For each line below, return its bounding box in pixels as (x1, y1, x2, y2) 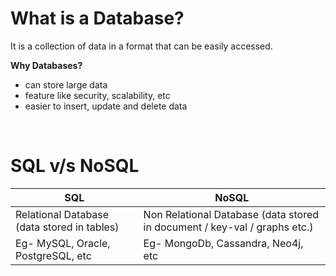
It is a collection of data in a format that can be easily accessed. (10, 40, 273, 52)
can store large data (24, 78, 108, 91)
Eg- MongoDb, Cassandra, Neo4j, (143, 236, 304, 250)
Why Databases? (10, 59, 83, 71)
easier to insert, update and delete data (24, 100, 188, 112)
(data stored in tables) (15, 220, 120, 234)
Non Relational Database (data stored (143, 207, 320, 221)
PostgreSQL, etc (15, 248, 92, 262)
